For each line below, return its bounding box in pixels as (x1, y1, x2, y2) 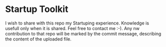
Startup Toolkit (5, 3, 68, 15)
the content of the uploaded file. (5, 36, 71, 42)
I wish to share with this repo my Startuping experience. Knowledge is (5, 20, 149, 26)
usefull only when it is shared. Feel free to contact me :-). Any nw (5, 25, 140, 31)
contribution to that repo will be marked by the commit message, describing (5, 30, 161, 36)
